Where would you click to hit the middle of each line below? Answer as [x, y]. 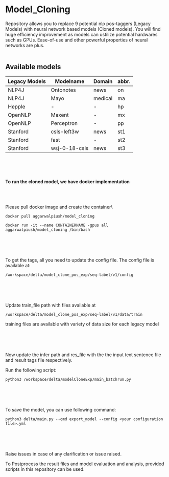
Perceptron [64, 123]
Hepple [17, 106]
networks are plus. [25, 45]
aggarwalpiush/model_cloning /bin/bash [48, 230]
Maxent [60, 115]
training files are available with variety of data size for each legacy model [82, 324]
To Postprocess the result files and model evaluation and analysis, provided [85, 464]
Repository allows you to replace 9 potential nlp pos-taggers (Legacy [78, 24]
